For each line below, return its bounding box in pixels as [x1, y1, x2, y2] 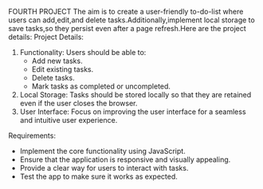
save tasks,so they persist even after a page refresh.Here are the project [8, 24, 247, 33]
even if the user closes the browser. [19, 99, 138, 108]
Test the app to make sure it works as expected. [19, 171, 178, 181]
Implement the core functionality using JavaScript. [19, 147, 186, 156]
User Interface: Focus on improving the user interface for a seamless [19, 107, 246, 116]
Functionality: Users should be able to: [19, 48, 147, 57]
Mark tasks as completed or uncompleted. [31, 81, 171, 91]
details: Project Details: [8, 32, 84, 41]
